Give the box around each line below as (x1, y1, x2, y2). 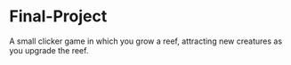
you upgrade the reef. (9, 45, 89, 55)
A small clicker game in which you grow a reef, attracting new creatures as (9, 36, 283, 46)
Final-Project (9, 6, 108, 27)
